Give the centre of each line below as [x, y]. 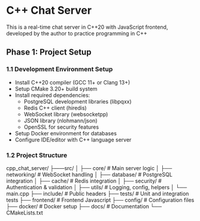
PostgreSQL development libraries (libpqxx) [78, 101]
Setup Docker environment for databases [66, 133]
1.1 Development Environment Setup [60, 69]
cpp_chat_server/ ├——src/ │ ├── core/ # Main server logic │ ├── [89, 168]
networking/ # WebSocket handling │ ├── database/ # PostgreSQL [89, 174]
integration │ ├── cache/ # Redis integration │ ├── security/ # [84, 181]
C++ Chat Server [49, 10]
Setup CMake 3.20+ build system [56, 89]
